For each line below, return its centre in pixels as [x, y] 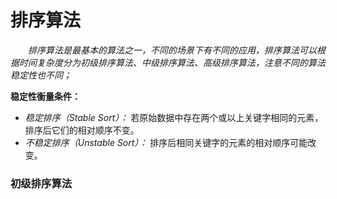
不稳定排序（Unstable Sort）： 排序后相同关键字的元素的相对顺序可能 [166, 142]
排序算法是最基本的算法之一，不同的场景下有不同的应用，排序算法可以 [172, 50]
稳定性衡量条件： [45, 96]
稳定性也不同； [41, 75]
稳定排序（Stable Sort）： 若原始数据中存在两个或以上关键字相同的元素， [174, 117]
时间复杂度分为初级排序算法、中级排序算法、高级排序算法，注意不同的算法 [172, 62]
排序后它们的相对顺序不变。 [82, 130]
